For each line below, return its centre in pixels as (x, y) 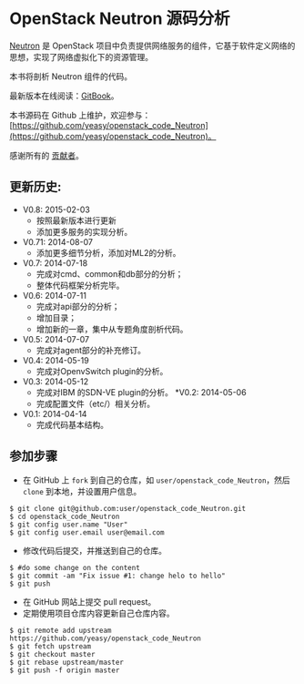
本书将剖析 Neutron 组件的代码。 (71, 76)
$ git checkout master (52, 654)
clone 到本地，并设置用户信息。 (82, 491)
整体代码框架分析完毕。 (80, 285)
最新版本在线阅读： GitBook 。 (65, 96)
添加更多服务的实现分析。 (84, 231)
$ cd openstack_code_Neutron (65, 516)
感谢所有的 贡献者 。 (46, 155)
